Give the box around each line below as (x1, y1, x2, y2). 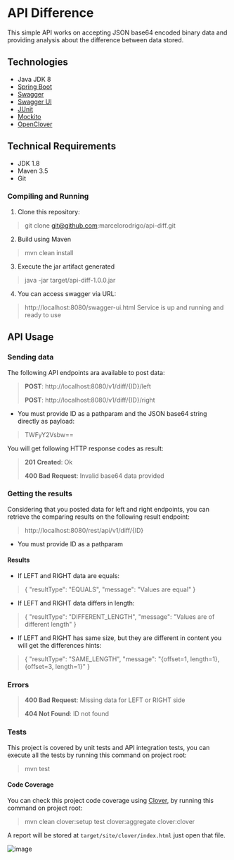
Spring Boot (17, 82, 53, 91)
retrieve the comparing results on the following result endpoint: (7, 512, 190, 521)
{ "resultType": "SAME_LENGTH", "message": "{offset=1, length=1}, (24, 655, 220, 663)
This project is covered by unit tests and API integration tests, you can (7, 743, 210, 751)
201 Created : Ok (24, 457, 73, 466)
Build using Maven (17, 235, 72, 243)
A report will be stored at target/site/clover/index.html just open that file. (7, 830, 226, 840)
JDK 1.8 (17, 159, 40, 167)
